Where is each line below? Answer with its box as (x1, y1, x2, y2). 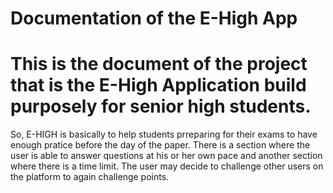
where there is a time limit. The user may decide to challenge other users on (10, 160, 324, 172)
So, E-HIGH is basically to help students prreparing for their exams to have (10, 128, 318, 141)
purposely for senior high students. (10, 95, 312, 118)
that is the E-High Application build (10, 74, 307, 97)
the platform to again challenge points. (10, 171, 170, 183)
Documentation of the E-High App (10, 7, 298, 30)
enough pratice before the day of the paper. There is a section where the (10, 139, 311, 151)
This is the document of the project (10, 53, 308, 76)
